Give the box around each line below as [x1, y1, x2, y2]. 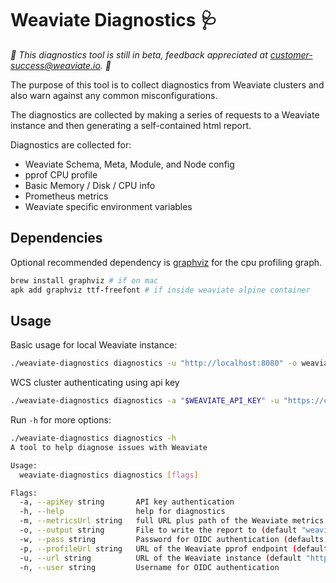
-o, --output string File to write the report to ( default [19, 525, 298, 536]
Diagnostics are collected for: [10, 138, 132, 151]
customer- [269, 48, 313, 61]
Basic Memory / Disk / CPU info [24, 179, 156, 191]
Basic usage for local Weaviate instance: [10, 339, 178, 351]
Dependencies [10, 230, 103, 247]
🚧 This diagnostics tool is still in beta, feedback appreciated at [10, 48, 268, 61]
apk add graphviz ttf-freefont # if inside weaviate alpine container [10, 285, 311, 295]
